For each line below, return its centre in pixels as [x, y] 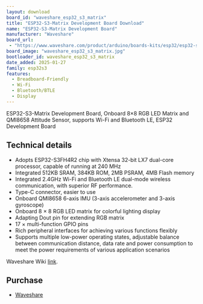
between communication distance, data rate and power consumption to [104, 243]
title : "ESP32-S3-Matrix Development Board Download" [76, 23]
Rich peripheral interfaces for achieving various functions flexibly [96, 230]
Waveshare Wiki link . [32, 261]
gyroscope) [29, 205]
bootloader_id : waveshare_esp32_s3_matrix [60, 57]
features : [19, 74]
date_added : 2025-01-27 [36, 62]
